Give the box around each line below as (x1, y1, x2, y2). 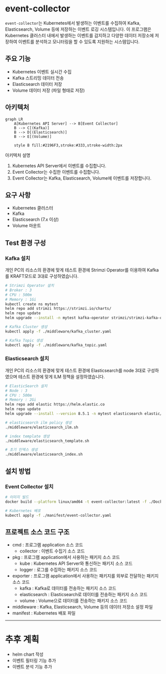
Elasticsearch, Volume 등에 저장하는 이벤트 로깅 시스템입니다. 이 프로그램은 (5, 26, 152, 32)
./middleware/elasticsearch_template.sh (5, 438, 90, 443)
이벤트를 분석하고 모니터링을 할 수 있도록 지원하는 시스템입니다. (18, 38, 140, 45)
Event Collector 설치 (5, 483, 54, 490)
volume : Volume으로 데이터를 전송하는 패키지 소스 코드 (19, 598, 127, 604)
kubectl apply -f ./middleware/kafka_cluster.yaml (5, 329, 112, 334)
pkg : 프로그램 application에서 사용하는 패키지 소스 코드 (12, 554, 120, 560)
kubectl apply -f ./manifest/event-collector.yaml (5, 513, 112, 518)
